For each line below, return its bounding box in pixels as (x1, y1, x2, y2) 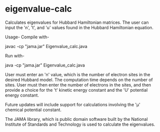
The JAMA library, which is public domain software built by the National (5, 116, 148, 122)
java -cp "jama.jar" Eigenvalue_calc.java (5, 62, 85, 68)
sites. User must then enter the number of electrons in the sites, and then (5, 82, 151, 88)
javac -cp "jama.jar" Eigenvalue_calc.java (5, 43, 88, 49)
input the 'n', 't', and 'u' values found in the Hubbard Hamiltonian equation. (5, 24, 154, 30)
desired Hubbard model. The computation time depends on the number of (5, 77, 153, 82)
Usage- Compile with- (5, 34, 49, 40)
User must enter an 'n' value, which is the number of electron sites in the (5, 71, 150, 77)
